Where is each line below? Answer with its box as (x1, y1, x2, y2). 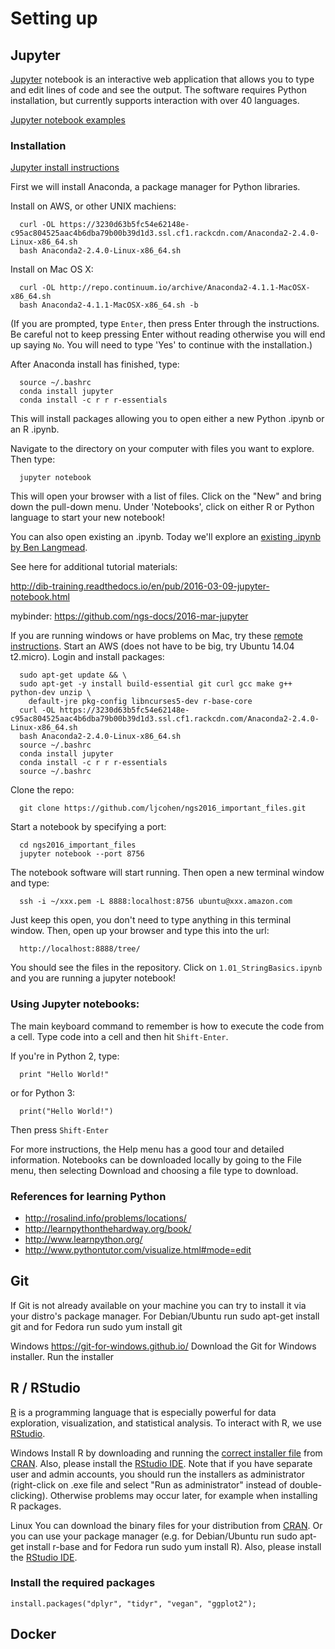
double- (289, 1478, 323, 1491)
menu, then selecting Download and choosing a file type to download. (10, 1164, 299, 1176)
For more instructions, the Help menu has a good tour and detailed (10, 1143, 285, 1155)
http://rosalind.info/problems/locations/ (24, 1212, 187, 1224)
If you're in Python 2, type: (10, 1050, 120, 1062)
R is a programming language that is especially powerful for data (10, 1406, 277, 1418)
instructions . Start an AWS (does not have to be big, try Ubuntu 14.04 (10, 640, 295, 652)
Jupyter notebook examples (10, 114, 126, 126)
